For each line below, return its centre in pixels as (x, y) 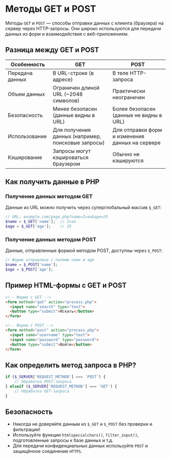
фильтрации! (26, 429)
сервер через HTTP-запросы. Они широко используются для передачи (83, 28)
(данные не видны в (137, 115)
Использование (27, 136)
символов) (66, 100)
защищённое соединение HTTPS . (47, 451)
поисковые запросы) (79, 143)
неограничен (129, 97)
